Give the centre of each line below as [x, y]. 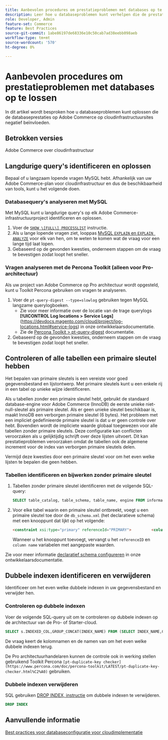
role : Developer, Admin [30, 19]
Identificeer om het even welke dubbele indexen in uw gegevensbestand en [83, 588]
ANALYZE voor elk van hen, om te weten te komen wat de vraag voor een [86, 239]
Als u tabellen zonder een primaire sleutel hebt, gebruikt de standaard [77, 399]
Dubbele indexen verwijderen [42, 684]
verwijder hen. [20, 593]
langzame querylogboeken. [40, 305]
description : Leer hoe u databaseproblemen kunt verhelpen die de [76, 15]
